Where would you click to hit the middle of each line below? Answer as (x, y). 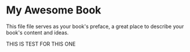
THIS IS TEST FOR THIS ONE (41, 44)
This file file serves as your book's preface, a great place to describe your (95, 26)
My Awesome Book (53, 10)
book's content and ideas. (37, 32)
